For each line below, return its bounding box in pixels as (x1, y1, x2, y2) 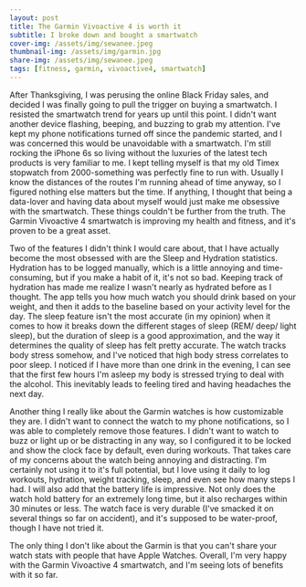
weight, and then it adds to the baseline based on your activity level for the (9, 300, 290, 311)
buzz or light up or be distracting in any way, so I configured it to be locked (9, 435, 292, 445)
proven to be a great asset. (9, 225, 111, 236)
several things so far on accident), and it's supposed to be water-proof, (9, 512, 278, 523)
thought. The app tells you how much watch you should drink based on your (9, 291, 297, 302)
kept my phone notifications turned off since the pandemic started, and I (9, 128, 282, 139)
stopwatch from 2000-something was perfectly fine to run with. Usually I (9, 166, 284, 178)
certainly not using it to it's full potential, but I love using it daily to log (9, 464, 270, 475)
